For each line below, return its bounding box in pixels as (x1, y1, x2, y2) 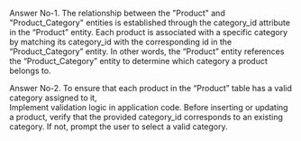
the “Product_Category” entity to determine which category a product (9, 56, 269, 66)
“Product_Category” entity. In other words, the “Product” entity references (9, 46, 285, 57)
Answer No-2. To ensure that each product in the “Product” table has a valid (9, 83, 293, 93)
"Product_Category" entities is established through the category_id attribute (9, 17, 291, 28)
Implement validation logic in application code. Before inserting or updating (9, 102, 288, 112)
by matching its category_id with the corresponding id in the (9, 36, 233, 47)
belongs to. (9, 65, 51, 76)
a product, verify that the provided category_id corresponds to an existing (9, 112, 284, 122)
